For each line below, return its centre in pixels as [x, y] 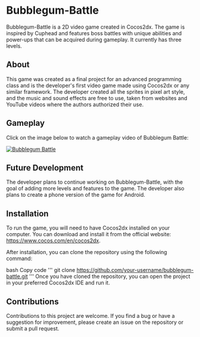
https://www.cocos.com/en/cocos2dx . [54, 241]
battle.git [17, 276]
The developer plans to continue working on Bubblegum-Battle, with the [95, 182]
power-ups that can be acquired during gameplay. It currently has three [94, 39]
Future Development [45, 168]
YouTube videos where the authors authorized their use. [75, 104]
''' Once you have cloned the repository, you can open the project [110, 276]
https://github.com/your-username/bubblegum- [135, 270]
